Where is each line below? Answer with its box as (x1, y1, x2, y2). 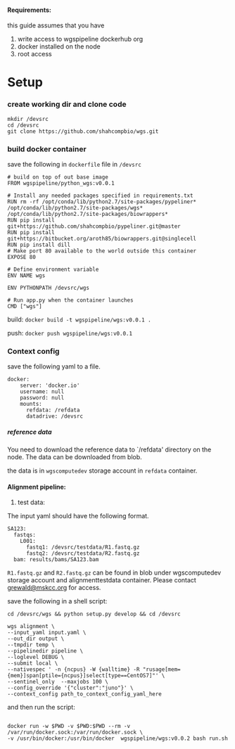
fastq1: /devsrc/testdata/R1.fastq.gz (25, 544, 140, 551)
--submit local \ (7, 660, 58, 667)
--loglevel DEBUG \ (7, 654, 65, 661)
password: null (20, 395, 65, 402)
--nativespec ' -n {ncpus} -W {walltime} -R (7, 666, 140, 673)
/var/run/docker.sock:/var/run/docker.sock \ (7, 729, 143, 736)
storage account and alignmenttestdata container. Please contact (7, 576, 197, 584)
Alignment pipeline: (7, 482, 66, 491)
